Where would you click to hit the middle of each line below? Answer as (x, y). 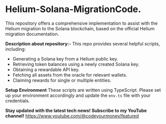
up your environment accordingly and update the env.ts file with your (78, 95)
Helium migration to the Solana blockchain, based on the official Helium (80, 28)
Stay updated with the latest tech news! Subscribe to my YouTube (76, 110)
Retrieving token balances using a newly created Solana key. (76, 64)
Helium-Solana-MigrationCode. (73, 9)
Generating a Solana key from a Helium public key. (65, 58)
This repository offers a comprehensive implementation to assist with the (82, 23)
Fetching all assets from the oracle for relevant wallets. (70, 75)
